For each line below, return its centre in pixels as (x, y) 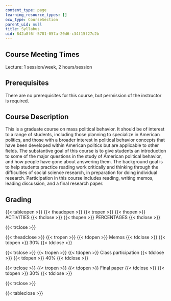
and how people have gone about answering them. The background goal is (84, 162)
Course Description (37, 117)
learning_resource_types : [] (36, 15)
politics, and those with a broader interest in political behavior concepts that (85, 140)
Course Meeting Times (42, 55)
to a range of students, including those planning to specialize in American (82, 135)
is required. (17, 101)
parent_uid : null (24, 24)
